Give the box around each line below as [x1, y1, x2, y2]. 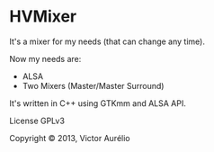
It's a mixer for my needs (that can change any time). [9, 36, 205, 47]
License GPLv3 [9, 115, 66, 126]
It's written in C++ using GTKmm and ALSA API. [9, 97, 186, 109]
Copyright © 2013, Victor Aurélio [9, 132, 130, 143]
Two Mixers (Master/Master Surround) [22, 80, 165, 91]
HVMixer [9, 6, 77, 27]
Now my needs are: [9, 53, 82, 64]
